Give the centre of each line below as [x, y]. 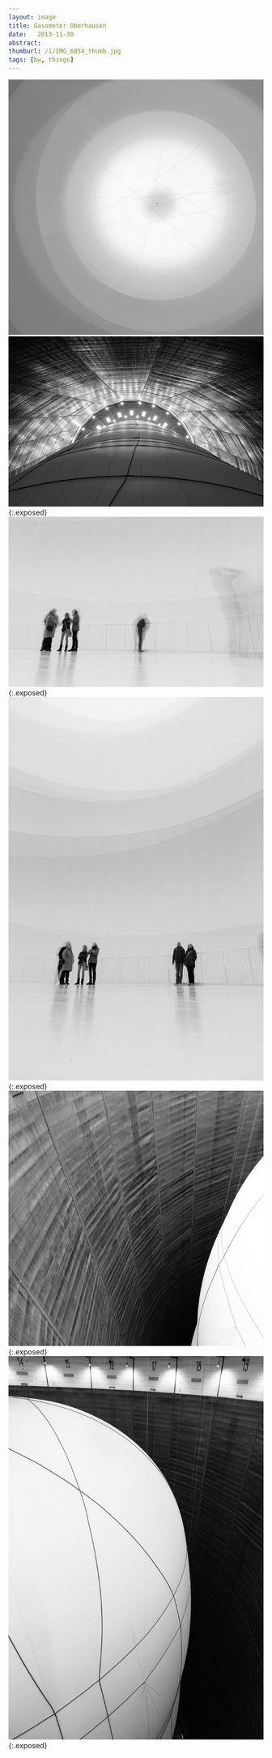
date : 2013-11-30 [41, 34]
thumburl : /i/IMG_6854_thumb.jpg [65, 51]
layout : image [32, 17]
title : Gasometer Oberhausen [57, 26]
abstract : [25, 43]
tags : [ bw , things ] [41, 60]
